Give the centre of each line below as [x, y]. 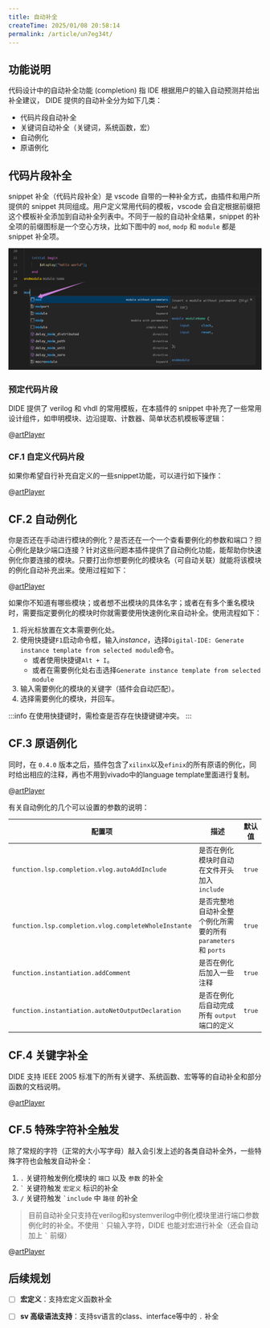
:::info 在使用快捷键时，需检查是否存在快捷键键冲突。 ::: [100, 716]
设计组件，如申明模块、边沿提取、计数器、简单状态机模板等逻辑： [117, 418]
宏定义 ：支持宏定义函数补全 [66, 1299]
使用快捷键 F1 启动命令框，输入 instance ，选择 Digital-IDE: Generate [132, 640]
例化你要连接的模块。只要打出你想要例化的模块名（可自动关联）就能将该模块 [135, 560]
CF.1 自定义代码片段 [46, 457]
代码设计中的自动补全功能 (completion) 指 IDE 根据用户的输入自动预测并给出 [134, 90]
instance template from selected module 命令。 [99, 650]
